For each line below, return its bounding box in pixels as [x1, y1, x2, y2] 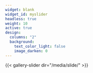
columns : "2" [9, 35, 37, 40]
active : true [5, 26, 32, 31]
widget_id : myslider [5, 12, 48, 17]
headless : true [5, 16, 37, 21]
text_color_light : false [14, 44, 66, 49]
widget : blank [5, 7, 35, 12]
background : [9, 39, 35, 44]
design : [5, 30, 21, 35]
